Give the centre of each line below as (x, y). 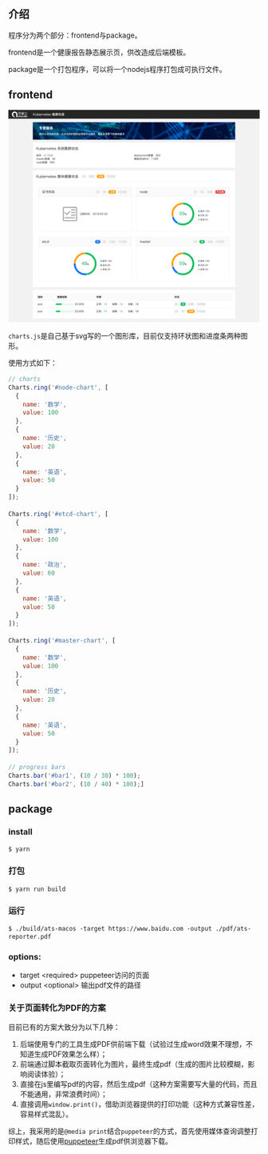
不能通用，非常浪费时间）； (63, 1094)
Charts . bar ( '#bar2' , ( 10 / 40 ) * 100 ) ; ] (77, 784)
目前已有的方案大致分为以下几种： (64, 1027)
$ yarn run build (37, 889)
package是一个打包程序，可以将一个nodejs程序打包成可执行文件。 (118, 69)
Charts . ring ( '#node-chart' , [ (59, 387)
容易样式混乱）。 (46, 1114)
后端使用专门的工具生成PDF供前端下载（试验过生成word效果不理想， (133, 1044)
